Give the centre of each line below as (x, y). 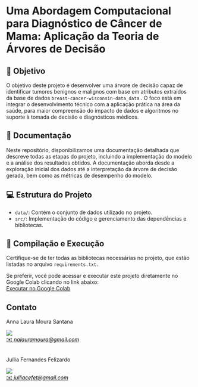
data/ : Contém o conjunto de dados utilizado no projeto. (84, 212)
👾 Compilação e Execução (55, 244)
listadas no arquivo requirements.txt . (52, 264)
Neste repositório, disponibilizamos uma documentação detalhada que (93, 150)
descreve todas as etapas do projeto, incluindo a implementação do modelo (99, 156)
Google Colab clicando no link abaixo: (53, 282)
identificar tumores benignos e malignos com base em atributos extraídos (97, 92)
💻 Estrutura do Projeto (49, 195)
